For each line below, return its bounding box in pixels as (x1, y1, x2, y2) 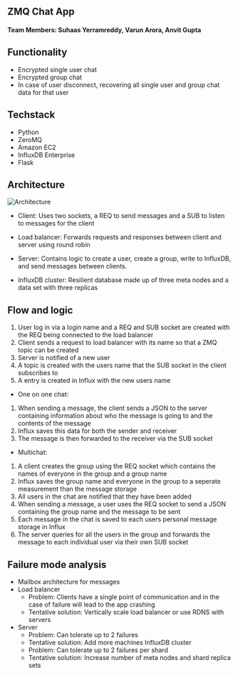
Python (17, 128, 39, 136)
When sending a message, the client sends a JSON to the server (17, 404, 208, 413)
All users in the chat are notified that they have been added (17, 492, 192, 501)
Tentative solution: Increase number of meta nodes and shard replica (28, 654, 232, 662)
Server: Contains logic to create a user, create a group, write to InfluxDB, (17, 254, 232, 263)
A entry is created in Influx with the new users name (17, 376, 171, 385)
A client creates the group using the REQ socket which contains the (17, 462, 216, 471)
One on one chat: (17, 390, 69, 399)
